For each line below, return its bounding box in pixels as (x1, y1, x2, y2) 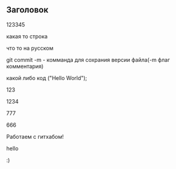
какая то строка (6, 33, 48, 40)
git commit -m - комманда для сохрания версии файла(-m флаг (6, 56, 171, 63)
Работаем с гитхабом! (6, 133, 64, 140)
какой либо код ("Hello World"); (6, 74, 87, 81)
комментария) (6, 62, 44, 70)
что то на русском (6, 44, 53, 51)
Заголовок (6, 5, 49, 15)
